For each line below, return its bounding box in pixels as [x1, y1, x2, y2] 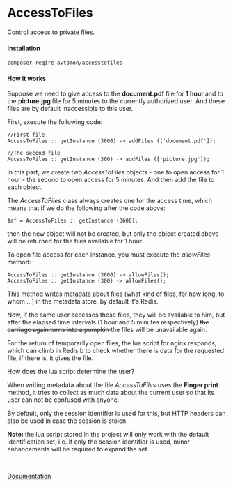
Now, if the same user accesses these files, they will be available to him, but [7, 310, 225, 319]
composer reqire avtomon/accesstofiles [7, 59, 123, 67]
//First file [7, 131, 45, 139]
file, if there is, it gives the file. [7, 354, 94, 362]
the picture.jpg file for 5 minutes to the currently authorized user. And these [7, 97, 225, 105]
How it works [7, 74, 47, 82]
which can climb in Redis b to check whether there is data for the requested [7, 347, 225, 355]
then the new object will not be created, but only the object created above [7, 230, 219, 238]
